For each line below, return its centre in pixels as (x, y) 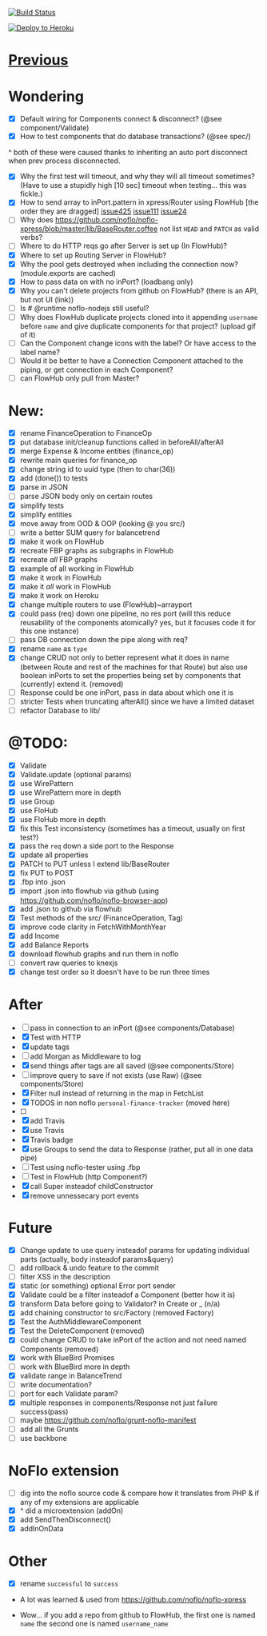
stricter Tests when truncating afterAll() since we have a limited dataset (137, 701)
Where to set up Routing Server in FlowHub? (93, 255)
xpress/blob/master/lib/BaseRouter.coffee (89, 229)
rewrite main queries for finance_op (78, 461)
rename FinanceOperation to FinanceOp (86, 433)
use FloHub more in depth (63, 819)
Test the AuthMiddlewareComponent (80, 1322)
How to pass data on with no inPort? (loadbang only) (106, 281)
